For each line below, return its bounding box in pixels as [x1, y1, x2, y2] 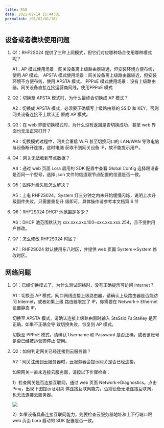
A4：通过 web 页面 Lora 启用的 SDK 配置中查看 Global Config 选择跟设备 [12, 165, 159, 172]
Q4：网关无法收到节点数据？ [12, 155, 70, 161]
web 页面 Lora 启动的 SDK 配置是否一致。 [12, 418, 96, 423]
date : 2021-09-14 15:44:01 [5, 12, 60, 17]
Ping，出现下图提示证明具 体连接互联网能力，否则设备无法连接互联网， [12, 386, 156, 391]
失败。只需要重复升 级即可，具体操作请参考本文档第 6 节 [25, 199, 139, 204]
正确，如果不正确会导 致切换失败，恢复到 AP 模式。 [12, 322, 117, 327]
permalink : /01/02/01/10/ [5, 16, 58, 21]
